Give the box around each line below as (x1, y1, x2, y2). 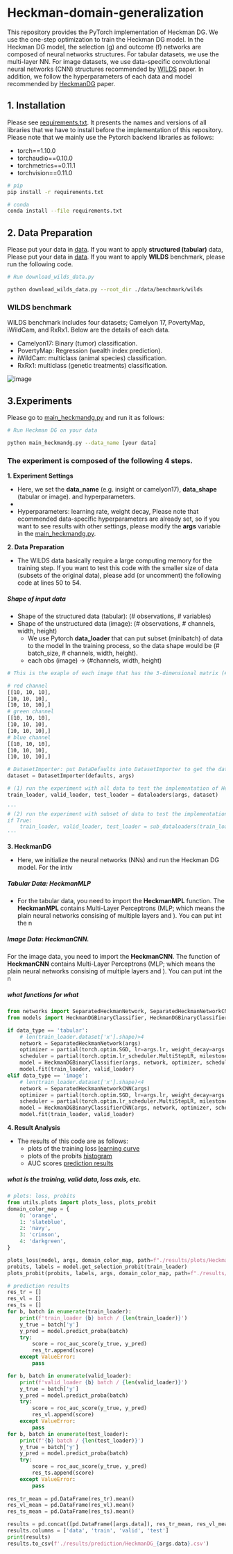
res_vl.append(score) (32, 1411, 95, 1418)
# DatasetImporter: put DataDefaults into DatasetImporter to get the (7, 766, 216, 773)
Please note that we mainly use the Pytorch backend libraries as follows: (7, 133, 214, 141)
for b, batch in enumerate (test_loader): (7, 1430, 129, 1437)
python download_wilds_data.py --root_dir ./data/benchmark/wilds (7, 286, 203, 293)
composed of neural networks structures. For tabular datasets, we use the (7, 50, 220, 58)
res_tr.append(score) (32, 1347, 95, 1354)
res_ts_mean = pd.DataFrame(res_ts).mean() (7, 1508, 135, 1515)
